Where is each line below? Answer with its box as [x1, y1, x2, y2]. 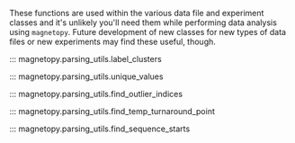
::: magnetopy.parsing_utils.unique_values [9, 71, 164, 82]
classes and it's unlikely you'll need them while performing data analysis [9, 17, 277, 28]
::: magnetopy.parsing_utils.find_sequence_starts [9, 123, 191, 134]
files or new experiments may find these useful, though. [9, 36, 216, 47]
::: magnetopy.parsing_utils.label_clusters [9, 54, 162, 64]
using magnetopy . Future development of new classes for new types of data [9, 27, 286, 37]
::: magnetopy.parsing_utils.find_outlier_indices [9, 89, 183, 99]
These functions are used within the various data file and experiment [9, 8, 264, 18]
